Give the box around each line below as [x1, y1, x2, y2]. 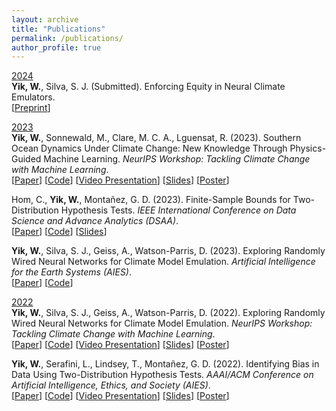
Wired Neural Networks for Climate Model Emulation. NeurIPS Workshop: [11, 317, 313, 330]
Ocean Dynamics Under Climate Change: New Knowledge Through [11, 142, 288, 155]
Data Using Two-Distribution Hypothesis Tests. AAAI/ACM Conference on [11, 369, 314, 381]
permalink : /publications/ [11, 33, 124, 43]
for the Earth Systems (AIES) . [11, 266, 133, 278]
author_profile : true [11, 42, 102, 53]
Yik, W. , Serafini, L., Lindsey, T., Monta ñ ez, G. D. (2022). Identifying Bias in [11, 358, 320, 370]
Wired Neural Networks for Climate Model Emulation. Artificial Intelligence [11, 256, 316, 268]
